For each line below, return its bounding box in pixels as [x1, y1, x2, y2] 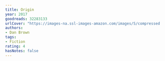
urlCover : [5, 21, 26, 26]
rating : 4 [5, 44, 26, 49]
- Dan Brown [5, 30, 30, 35]
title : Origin [5, 7, 35, 12]
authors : [5, 26, 23, 30]
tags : [5, 35, 16, 40]
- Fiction [5, 39, 26, 44]
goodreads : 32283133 [5, 16, 48, 21]
